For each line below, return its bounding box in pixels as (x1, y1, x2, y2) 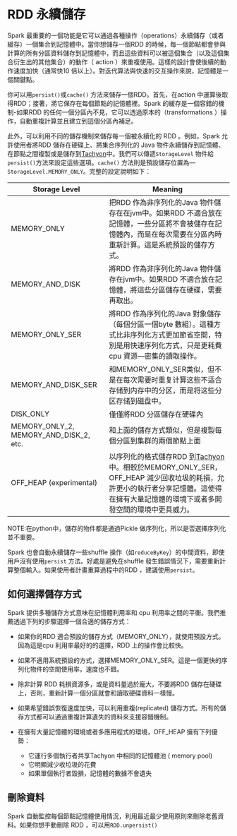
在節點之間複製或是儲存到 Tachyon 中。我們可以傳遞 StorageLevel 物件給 (7, 149, 214, 157)
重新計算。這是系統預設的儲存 (109, 239, 208, 249)
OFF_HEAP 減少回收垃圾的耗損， (109, 472, 217, 482)
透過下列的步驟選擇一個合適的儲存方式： (13, 617, 131, 626)
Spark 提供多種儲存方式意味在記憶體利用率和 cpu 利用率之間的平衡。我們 (7, 608, 220, 616)
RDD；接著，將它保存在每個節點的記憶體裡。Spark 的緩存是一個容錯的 (13, 99, 219, 107)
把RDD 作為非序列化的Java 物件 (109, 197, 214, 207)
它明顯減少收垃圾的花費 (28, 760, 97, 768)
